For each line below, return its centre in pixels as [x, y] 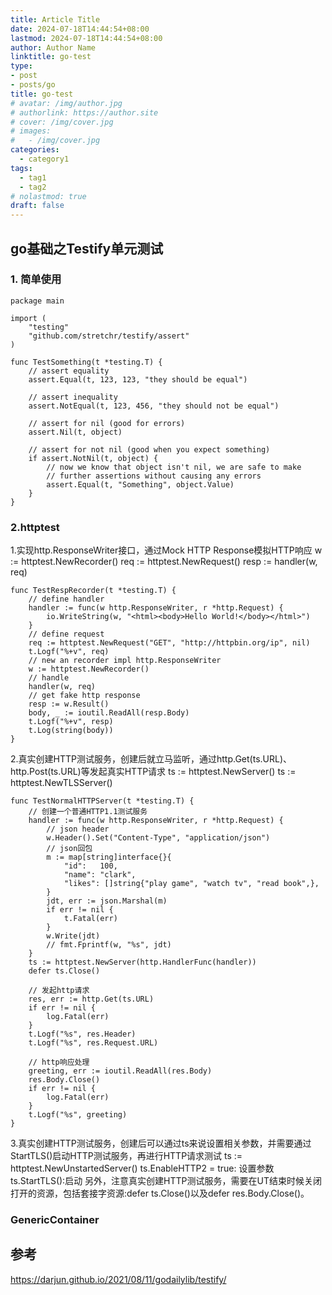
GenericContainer [55, 1220]
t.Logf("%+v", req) [69, 652]
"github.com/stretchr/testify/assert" [109, 336]
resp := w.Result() [69, 704]
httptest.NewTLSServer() [61, 783]
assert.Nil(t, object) [75, 432]
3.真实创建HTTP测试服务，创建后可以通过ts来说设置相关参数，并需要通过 [161, 1143]
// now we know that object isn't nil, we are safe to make [174, 467]
